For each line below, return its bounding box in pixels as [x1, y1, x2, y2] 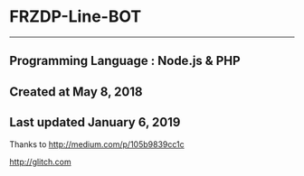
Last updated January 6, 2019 [9, 115, 181, 130]
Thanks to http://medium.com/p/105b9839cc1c [9, 138, 185, 150]
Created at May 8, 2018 [9, 84, 143, 99]
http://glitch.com [9, 156, 71, 167]
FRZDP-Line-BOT [9, 6, 142, 27]
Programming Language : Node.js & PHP [9, 53, 242, 69]
